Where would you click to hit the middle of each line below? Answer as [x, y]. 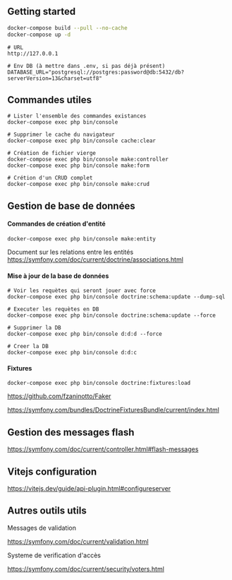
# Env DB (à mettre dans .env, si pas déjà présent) [86, 66]
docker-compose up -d [39, 35]
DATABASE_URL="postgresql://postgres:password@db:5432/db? [96, 72]
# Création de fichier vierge [52, 153]
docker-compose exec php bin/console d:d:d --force [85, 334]
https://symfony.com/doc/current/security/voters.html [86, 569]
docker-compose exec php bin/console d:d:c [72, 353]
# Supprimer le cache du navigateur [61, 135]
